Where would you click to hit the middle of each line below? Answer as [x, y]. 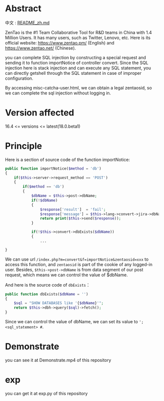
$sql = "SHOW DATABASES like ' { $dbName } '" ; [59, 303]
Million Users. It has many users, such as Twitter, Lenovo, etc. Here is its [78, 38]
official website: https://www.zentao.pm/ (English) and [60, 43]
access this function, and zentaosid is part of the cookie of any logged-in [79, 264]
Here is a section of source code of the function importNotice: [68, 159]
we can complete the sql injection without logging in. [58, 93]
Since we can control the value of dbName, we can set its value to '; [74, 322]
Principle [24, 146]
